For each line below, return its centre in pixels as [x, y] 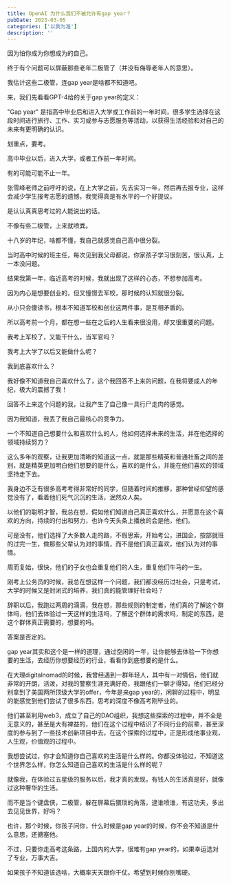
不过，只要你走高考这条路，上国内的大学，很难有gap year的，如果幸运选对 [113, 849]
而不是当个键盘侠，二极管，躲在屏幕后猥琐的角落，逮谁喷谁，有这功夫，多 [112, 803]
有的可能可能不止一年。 [40, 173]
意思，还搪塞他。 [37, 835]
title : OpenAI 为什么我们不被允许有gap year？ [69, 13]
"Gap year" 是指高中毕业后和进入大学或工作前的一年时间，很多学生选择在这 [114, 112]
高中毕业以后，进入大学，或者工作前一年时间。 [73, 159]
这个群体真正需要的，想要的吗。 [52, 622]
